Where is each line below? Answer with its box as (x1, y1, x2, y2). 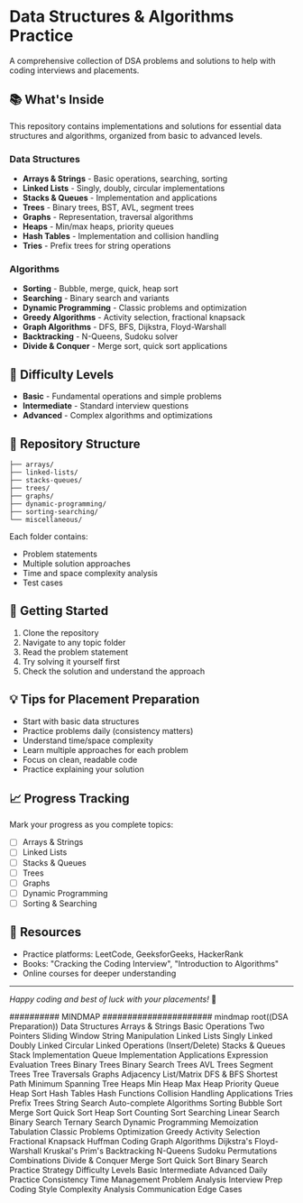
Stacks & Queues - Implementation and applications (22, 192, 218, 204)
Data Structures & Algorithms (9, 6, 234, 27)
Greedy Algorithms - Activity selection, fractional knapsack (22, 312, 245, 323)
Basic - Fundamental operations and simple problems (22, 390, 223, 402)
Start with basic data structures (22, 715, 140, 727)
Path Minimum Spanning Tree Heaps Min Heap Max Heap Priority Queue (9, 1078, 280, 1088)
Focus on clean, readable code (22, 754, 138, 765)
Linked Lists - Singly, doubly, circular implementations (22, 183, 225, 194)
